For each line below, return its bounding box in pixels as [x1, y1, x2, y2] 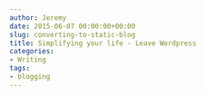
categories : [9, 47, 54, 56]
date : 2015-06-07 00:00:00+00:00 [9, 22, 136, 31]
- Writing [9, 55, 47, 64]
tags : [9, 64, 30, 73]
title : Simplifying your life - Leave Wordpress [9, 38, 197, 48]
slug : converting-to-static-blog [9, 30, 136, 39]
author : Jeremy [9, 13, 67, 23]
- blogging [9, 72, 51, 81]
